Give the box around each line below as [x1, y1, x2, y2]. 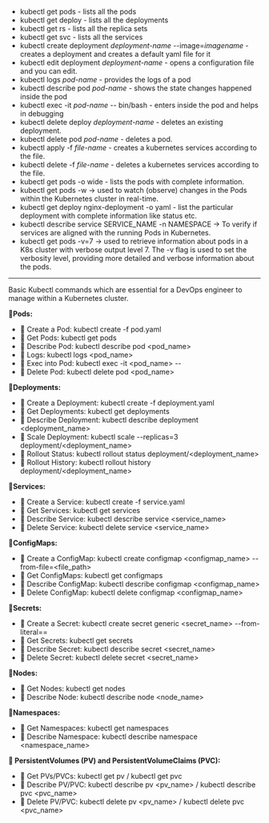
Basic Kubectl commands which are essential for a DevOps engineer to [8, 285, 243, 295]
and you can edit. [19, 66, 78, 75]
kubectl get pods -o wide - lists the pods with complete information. [19, 177, 245, 187]
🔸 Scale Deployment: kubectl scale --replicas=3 [19, 432, 179, 441]
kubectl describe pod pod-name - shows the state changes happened [19, 83, 252, 93]
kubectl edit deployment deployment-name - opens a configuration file [19, 58, 255, 67]
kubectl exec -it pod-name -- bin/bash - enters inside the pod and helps [19, 100, 259, 110]
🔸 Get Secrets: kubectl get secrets [19, 636, 134, 645]
